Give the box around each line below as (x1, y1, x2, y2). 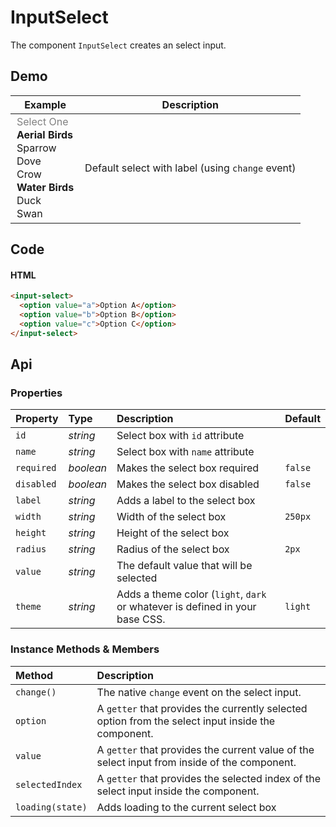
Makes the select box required (116, 461, 260, 475)
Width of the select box (116, 510, 227, 524)
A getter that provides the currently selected (96, 701, 308, 715)
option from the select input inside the (96, 714, 276, 728)
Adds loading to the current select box (96, 800, 277, 814)
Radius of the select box (116, 542, 230, 556)
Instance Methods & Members (10, 642, 160, 656)
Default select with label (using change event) (84, 161, 297, 175)
